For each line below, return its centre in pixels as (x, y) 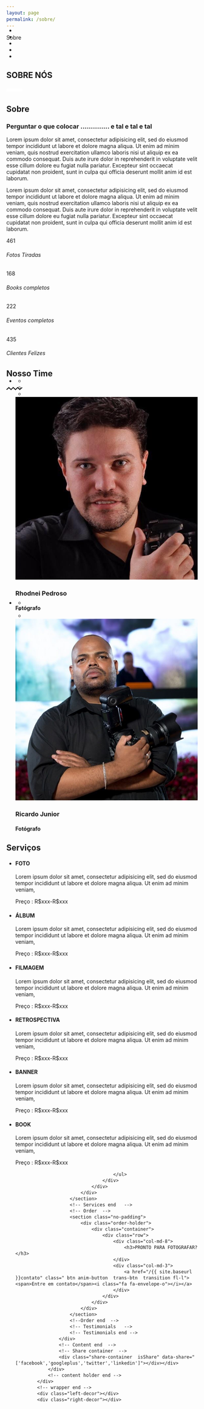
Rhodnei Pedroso (41, 594)
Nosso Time (29, 374)
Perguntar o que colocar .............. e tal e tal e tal (79, 126)
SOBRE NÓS (29, 75)
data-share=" (178, 1357)
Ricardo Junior (37, 814)
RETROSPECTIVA (37, 1020)
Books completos (28, 287)
